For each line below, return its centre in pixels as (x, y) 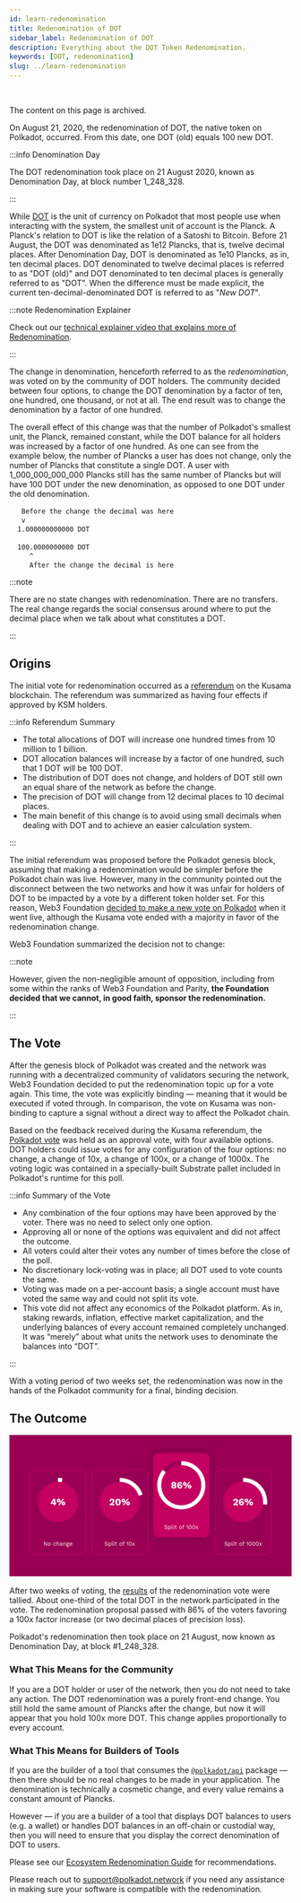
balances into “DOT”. (61, 1346)
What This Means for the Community (91, 1670)
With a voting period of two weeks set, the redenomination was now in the (146, 1381)
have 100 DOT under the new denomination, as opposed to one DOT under (147, 484)
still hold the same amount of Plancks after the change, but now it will (138, 1708)
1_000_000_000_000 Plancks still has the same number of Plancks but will (146, 475)
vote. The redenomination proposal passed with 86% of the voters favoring (148, 1610)
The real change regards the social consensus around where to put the (140, 609)
